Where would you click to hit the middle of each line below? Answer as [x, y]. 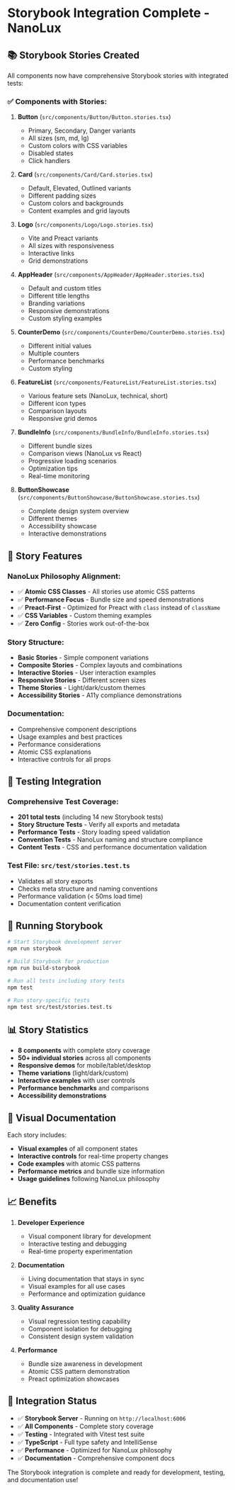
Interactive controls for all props [64, 759]
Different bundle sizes [60, 446]
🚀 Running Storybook [55, 926]
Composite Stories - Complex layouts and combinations [100, 665]
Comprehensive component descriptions [77, 729]
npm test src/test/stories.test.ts [60, 1007]
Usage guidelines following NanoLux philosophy [89, 1179]
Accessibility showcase [62, 526]
